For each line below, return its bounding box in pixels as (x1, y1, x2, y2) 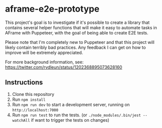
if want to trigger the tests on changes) (31, 117, 110, 123)
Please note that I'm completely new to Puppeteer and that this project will (5, 39, 155, 45)
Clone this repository (12, 91, 55, 97)
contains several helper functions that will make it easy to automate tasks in (5, 24, 157, 30)
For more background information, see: (5, 59, 84, 65)
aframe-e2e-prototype (5, 3, 100, 15)
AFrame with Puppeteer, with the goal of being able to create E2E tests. (5, 30, 149, 36)
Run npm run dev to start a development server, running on (12, 101, 130, 108)
